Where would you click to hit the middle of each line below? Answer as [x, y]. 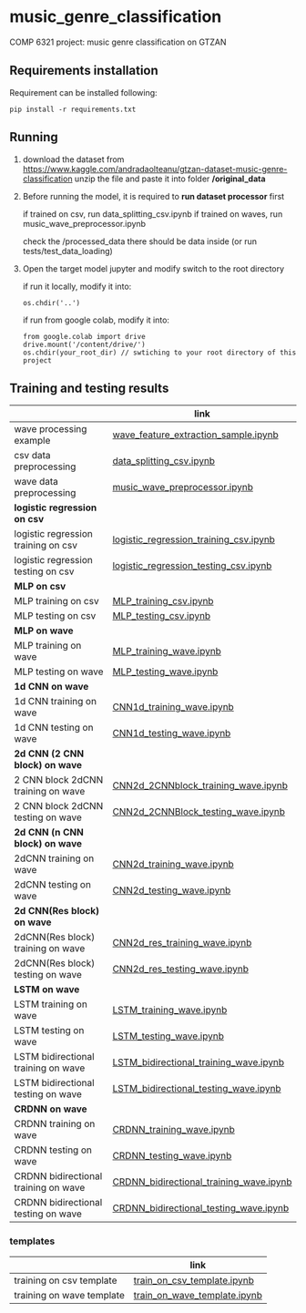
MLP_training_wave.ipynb [167, 651]
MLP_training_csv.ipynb [163, 601]
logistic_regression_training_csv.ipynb [194, 539]
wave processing [51, 429]
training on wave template [69, 1295]
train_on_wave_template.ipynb [198, 1295]
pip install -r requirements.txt [73, 109]
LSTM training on [51, 1004]
